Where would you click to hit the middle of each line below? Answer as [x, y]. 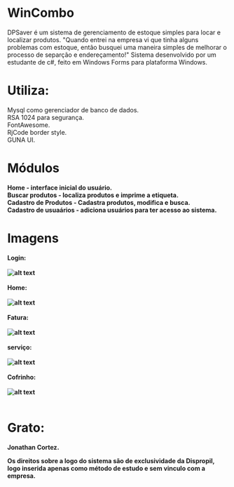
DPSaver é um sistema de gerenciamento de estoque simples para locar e [114, 32]
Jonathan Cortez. [33, 447]
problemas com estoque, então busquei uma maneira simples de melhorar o [117, 47]
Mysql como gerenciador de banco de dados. [73, 109]
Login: [17, 258]
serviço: [20, 347]
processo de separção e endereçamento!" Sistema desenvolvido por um [112, 55]
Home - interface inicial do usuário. [60, 187]
